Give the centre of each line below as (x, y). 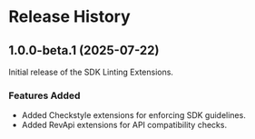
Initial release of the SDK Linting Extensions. (91, 72)
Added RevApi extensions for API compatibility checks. (124, 125)
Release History (69, 17)
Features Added (44, 95)
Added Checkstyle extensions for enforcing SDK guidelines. (133, 115)
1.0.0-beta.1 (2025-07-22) (84, 50)
